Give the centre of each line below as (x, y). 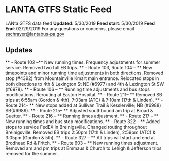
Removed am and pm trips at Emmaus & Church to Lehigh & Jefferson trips (83, 148)
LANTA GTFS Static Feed (58, 9)
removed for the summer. (32, 153)
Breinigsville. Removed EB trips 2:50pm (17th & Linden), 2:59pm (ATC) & (80, 132)
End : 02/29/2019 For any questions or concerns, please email (70, 28)
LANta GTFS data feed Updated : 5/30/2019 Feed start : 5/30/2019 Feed (80, 23)
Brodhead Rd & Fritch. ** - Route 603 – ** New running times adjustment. (82, 143)
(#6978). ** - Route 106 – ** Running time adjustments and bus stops (77, 89)
